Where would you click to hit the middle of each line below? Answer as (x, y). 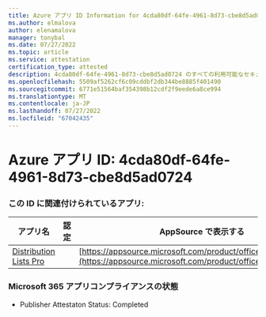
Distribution (34, 251)
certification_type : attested (58, 67)
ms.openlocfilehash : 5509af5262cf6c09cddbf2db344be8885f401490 (115, 81)
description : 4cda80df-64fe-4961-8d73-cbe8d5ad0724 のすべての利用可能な (126, 74)
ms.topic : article (38, 52)
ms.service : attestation (49, 60)
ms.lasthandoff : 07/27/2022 (55, 111)
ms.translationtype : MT (47, 96)
